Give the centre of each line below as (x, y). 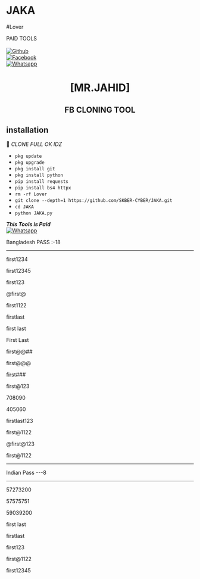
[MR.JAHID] (100, 88)
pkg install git (35, 169)
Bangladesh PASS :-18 (33, 242)
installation (27, 130)
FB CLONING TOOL (100, 110)
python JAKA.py (34, 213)
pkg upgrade (29, 163)
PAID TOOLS (22, 38)
